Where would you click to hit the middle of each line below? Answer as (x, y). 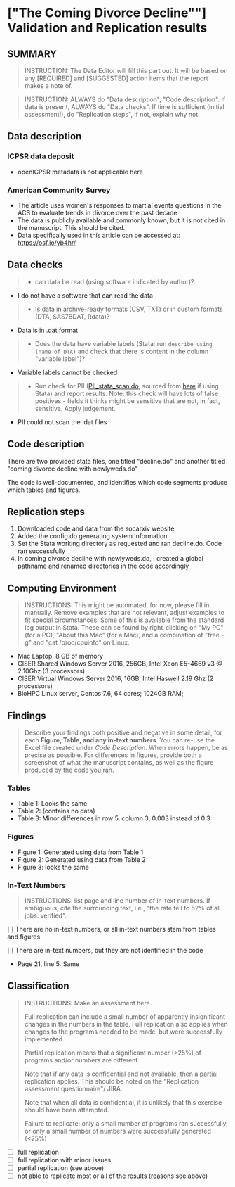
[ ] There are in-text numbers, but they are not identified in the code (105, 950)
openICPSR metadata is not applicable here (80, 172)
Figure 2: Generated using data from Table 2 (81, 859)
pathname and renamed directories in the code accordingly (103, 566)
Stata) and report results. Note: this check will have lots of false (127, 393)
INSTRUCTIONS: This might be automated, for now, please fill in (117, 605)
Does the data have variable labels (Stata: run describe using (123, 343)
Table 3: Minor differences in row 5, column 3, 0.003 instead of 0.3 (114, 818)
